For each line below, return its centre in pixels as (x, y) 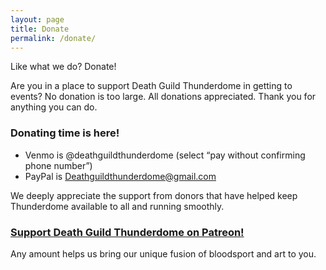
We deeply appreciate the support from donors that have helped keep (154, 195)
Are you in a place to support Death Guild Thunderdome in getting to (151, 86)
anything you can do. (54, 107)
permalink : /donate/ (53, 38)
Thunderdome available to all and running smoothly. (117, 206)
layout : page (37, 19)
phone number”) (58, 165)
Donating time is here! (65, 133)
